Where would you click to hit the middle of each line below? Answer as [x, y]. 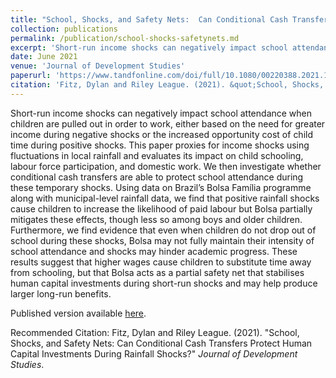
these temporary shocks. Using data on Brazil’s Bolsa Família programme [161, 187]
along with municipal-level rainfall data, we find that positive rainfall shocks [165, 198]
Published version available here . [78, 313]
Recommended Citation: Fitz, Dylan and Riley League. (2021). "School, [155, 332]
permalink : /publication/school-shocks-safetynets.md [125, 38]
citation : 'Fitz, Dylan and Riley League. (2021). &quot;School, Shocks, [167, 85]
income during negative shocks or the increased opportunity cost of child [162, 134]
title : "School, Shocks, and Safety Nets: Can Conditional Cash [149, 19]
